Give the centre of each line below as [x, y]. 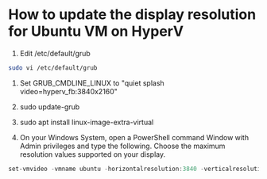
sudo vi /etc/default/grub [53, 68]
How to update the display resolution [132, 15]
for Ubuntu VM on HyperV [96, 31]
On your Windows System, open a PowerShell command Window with [134, 137]
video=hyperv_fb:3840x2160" [68, 91]
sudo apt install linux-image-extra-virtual [87, 122]
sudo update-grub [50, 107]
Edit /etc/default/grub [55, 53]
